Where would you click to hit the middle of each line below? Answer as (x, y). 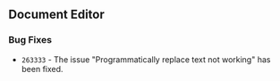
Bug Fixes (30, 40)
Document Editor (56, 15)
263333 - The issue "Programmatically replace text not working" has (146, 59)
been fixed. (42, 69)
